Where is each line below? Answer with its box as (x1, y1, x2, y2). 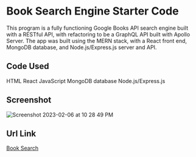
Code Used (6, 61, 50, 72)
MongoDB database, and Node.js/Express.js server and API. (6, 44, 157, 51)
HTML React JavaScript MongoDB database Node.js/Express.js (6, 77, 166, 84)
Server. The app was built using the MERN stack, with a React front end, (6, 37, 187, 44)
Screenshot (6, 95, 52, 105)
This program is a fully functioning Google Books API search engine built (6, 24, 189, 32)
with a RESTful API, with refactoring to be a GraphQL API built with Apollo (6, 30, 191, 38)
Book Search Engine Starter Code (6, 4, 179, 18)
